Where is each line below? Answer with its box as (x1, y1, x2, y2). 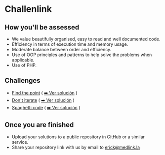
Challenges (4, 76, 41, 85)
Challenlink (4, 3, 52, 15)
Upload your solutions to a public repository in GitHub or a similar (11, 134, 145, 140)
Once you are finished (4, 121, 74, 129)
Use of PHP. (11, 62, 37, 68)
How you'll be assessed (4, 23, 80, 31)
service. (11, 139, 29, 145)
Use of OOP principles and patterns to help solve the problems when (11, 52, 152, 58)
